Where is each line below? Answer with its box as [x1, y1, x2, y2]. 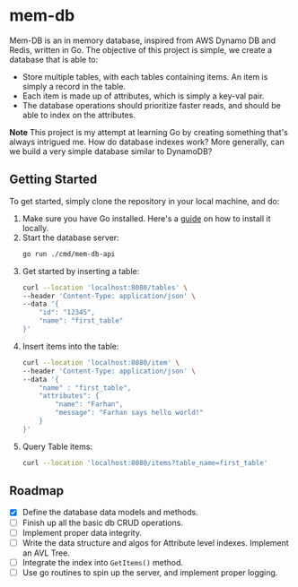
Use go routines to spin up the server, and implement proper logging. [22, 566, 278, 578]
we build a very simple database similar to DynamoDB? [9, 145, 213, 157]
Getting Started [9, 172, 98, 187]
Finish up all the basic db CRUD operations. [22, 517, 184, 528]
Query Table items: [22, 441, 92, 452]
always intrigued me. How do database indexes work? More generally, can [9, 136, 285, 147]
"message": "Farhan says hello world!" [55, 409, 204, 418]
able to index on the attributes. [22, 109, 136, 120]
